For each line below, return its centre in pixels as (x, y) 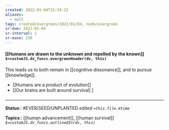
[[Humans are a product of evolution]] (52, 85)
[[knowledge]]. (21, 75)
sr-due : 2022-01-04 (26, 29)
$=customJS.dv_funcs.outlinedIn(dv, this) (50, 123)
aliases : (14, 15)
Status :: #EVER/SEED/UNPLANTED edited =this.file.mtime (67, 108)
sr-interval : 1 (21, 33)
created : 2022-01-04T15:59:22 (37, 10)
